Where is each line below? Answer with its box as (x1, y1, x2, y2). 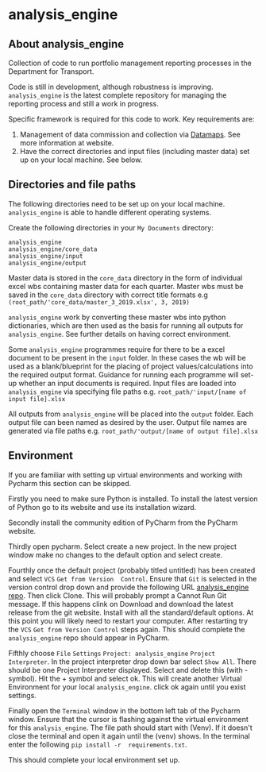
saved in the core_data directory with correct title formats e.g (8, 290, 209, 299)
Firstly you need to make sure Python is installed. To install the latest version (8, 494, 258, 504)
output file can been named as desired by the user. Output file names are (8, 417, 248, 427)
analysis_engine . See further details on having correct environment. (8, 329, 231, 338)
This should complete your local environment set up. (8, 755, 180, 764)
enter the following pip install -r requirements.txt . (8, 739, 188, 749)
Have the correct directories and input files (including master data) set (19, 147, 250, 156)
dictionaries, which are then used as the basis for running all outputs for (8, 320, 244, 330)
